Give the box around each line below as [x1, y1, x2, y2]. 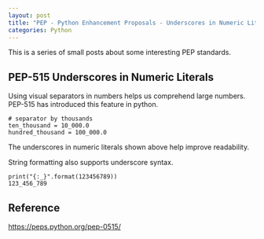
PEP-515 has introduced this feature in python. [8, 100, 159, 109]
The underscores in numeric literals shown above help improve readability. [8, 142, 250, 152]
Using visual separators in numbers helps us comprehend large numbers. [8, 91, 246, 101]
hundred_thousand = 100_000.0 [8, 129, 108, 137]
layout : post [8, 11, 51, 20]
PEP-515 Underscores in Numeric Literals [8, 70, 214, 83]
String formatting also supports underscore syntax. [8, 158, 174, 167]
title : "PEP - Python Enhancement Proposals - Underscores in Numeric [8, 19, 244, 27]
